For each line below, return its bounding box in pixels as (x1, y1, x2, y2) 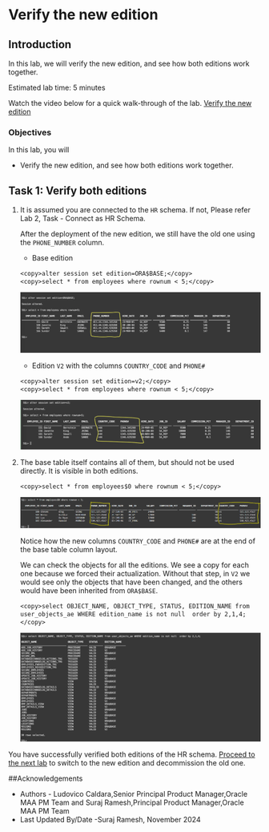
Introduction (8, 38, 72, 51)
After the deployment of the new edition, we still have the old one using (19, 229, 255, 239)
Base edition (31, 253, 74, 263)
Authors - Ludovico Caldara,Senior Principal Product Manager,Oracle (19, 790, 248, 799)
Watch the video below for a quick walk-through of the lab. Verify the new (8, 99, 252, 107)
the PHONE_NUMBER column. (19, 238, 105, 248)
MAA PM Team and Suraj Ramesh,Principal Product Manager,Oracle (19, 798, 244, 807)
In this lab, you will (8, 145, 70, 155)
